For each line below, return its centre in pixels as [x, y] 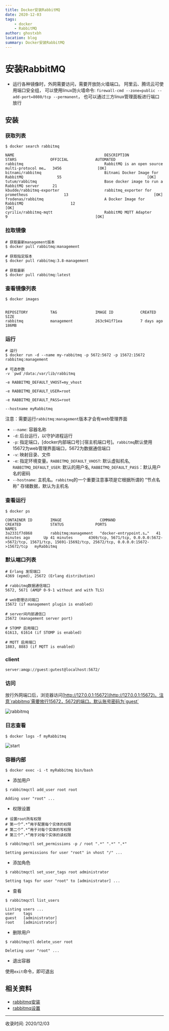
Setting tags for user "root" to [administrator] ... [63, 881]
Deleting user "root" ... [32, 951]
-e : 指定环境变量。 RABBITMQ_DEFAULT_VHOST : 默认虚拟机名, [71, 461]
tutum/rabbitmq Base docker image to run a [84, 182]
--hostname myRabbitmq [29, 409]
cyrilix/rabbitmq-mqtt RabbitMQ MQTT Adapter [78, 212]
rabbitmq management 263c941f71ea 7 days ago [84, 321]
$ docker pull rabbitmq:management [43, 246]
